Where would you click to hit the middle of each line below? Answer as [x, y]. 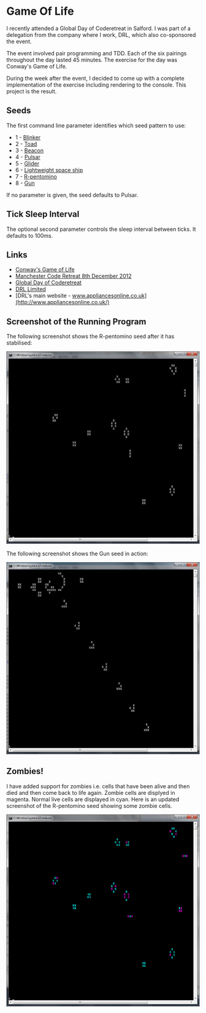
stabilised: [19, 343]
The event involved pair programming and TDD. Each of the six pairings [97, 53]
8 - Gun [25, 183]
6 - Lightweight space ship [49, 170]
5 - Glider [27, 163]
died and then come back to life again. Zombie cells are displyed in [91, 792]
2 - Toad [26, 144]
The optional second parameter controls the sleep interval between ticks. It [101, 229]
